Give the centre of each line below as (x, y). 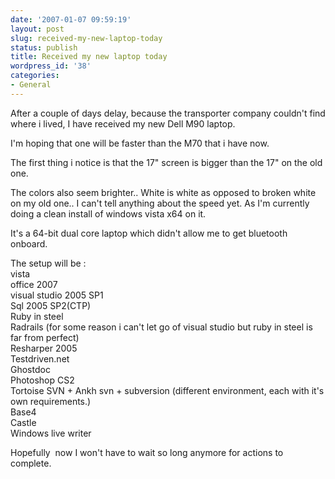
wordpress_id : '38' (51, 66)
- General (31, 85)
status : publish (44, 47)
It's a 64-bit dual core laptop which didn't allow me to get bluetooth (149, 233)
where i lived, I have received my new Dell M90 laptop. (123, 123)
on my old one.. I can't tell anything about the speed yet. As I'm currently (160, 203)
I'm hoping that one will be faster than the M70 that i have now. (140, 143)
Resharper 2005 (44, 348)
